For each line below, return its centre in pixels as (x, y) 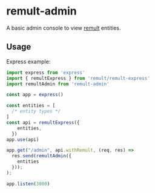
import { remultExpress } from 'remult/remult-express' (78, 78)
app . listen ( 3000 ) (28, 184)
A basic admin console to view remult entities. (64, 28)
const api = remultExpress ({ (43, 122)
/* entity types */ (36, 111)
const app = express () (35, 95)
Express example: (28, 61)
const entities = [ (31, 106)
